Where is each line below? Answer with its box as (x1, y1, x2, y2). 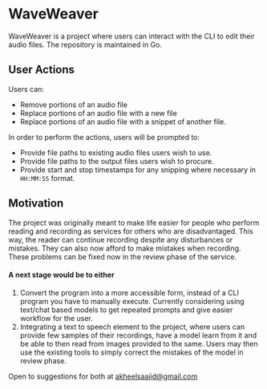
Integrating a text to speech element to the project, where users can (19, 322, 245, 331)
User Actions (8, 63, 75, 77)
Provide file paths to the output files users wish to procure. (19, 156, 214, 166)
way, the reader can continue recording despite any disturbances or (8, 235, 233, 244)
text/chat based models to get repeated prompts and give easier (19, 305, 233, 315)
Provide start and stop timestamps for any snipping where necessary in (19, 165, 257, 174)
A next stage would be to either (8, 270, 115, 280)
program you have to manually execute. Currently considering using (19, 296, 245, 306)
